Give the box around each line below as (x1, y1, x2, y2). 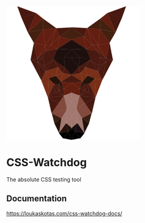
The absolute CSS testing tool (6, 175, 81, 183)
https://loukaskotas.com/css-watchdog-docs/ (6, 210, 122, 217)
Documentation (6, 194, 67, 204)
